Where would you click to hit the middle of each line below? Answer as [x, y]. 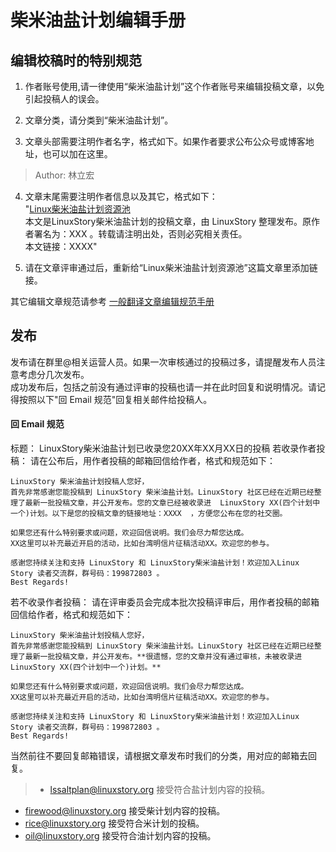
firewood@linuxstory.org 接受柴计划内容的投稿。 [125, 811]
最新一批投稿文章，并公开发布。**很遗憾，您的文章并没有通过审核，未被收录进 [163, 657]
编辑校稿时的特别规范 [76, 60]
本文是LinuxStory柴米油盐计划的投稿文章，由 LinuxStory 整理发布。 [163, 221]
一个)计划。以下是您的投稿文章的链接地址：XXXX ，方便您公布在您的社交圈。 [149, 514]
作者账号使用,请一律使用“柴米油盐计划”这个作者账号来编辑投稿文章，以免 [174, 86]
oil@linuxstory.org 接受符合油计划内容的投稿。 [120, 836]
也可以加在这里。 [77, 154]
